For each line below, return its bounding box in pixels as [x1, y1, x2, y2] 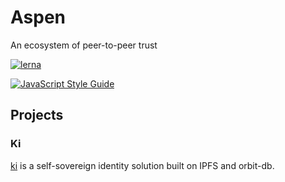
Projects [10, 107, 64, 124]
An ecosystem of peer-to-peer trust [10, 39, 158, 51]
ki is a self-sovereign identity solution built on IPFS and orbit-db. [10, 159, 275, 171]
